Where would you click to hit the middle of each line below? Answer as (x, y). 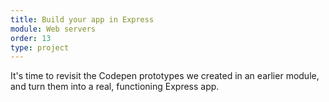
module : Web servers (53, 29)
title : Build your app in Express (82, 19)
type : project (40, 47)
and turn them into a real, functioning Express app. (115, 87)
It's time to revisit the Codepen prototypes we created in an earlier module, (165, 76)
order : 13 (31, 38)
